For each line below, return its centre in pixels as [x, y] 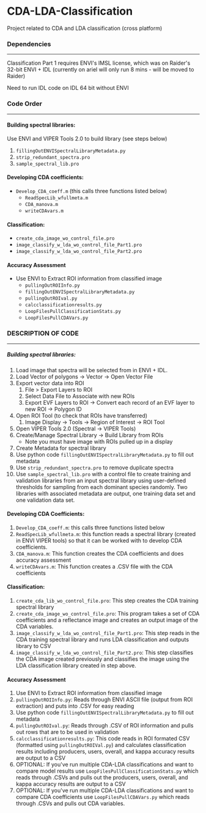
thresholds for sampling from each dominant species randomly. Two [102, 487]
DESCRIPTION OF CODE [43, 333]
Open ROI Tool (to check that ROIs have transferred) [82, 415]
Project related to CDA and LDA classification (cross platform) [85, 28]
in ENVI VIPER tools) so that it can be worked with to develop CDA [99, 540]
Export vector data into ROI [50, 383]
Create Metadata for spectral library [61, 448]
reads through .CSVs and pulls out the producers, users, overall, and [102, 778]
